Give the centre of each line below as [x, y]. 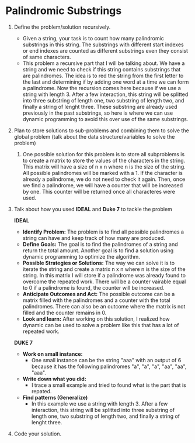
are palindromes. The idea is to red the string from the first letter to [103, 75]
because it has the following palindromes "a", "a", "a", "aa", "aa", [109, 366]
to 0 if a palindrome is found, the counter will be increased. [93, 287]
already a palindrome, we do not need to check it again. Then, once [104, 179]
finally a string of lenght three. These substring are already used [100, 107]
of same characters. [47, 57]
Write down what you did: [55, 379]
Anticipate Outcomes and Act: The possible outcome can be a [99, 294]
